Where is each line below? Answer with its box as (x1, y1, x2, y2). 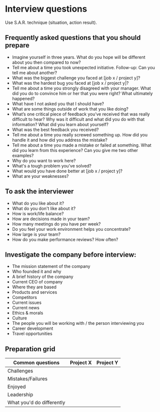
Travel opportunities (12, 331, 52, 337)
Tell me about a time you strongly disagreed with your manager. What (12, 85, 151, 91)
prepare (5, 41, 30, 50)
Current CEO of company (12, 279, 63, 285)
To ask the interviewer (5, 187, 74, 196)
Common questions (13, 359, 60, 366)
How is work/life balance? (12, 210, 64, 216)
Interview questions (5, 3, 87, 15)
